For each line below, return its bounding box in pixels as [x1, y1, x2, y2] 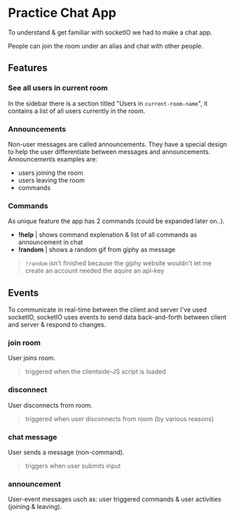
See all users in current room [8, 83, 108, 93]
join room [8, 338, 41, 347]
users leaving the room [18, 175, 85, 184]
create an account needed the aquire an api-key [25, 267, 165, 275]
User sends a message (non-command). [8, 448, 125, 456]
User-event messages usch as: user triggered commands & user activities [8, 495, 221, 503]
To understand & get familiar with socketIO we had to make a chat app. [8, 28, 212, 36]
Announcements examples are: [8, 154, 97, 163]
